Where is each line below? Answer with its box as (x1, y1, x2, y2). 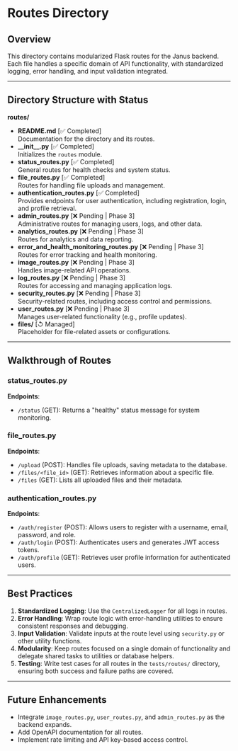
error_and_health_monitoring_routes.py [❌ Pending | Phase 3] (17, 242, 204, 251)
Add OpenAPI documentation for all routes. (17, 728, 144, 736)
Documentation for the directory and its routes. (17, 134, 155, 143)
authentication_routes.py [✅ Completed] (17, 188, 140, 197)
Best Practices (7, 587, 73, 600)
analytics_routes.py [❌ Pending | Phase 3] (17, 227, 144, 235)
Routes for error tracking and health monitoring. (17, 250, 157, 259)
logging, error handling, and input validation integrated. (7, 67, 169, 75)
